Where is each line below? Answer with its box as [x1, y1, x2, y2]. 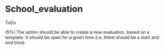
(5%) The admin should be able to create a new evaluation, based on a [5, 29, 150, 35]
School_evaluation [5, 3, 83, 15]
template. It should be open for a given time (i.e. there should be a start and [5, 34, 160, 40]
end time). [5, 39, 26, 45]
